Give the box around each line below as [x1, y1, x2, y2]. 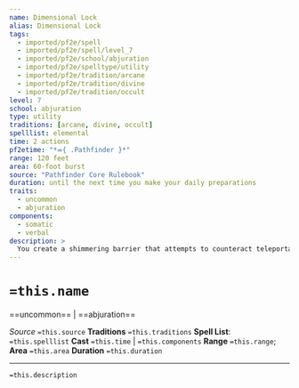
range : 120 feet [9, 153, 69, 163]
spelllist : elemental [9, 129, 90, 138]
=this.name [9, 283, 90, 300]
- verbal [17, 228, 50, 237]
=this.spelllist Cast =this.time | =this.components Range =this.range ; [9, 335, 277, 347]
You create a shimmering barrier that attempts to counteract [17, 245, 253, 254]
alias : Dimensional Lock [9, 21, 101, 30]
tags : [9, 29, 29, 38]
